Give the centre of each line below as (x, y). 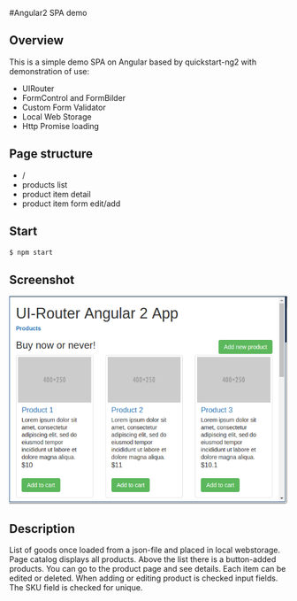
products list (45, 184)
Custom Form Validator (64, 107)
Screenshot (42, 279)
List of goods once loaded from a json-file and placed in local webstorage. (145, 550)
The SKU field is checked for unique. (76, 588)
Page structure (51, 154)
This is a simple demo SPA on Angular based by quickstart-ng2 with (133, 62)
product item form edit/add (71, 204)
